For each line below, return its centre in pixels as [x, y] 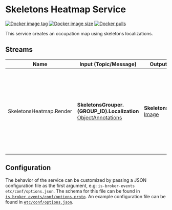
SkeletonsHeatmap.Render [40, 111]
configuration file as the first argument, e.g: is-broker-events [70, 185]
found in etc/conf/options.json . [39, 202]
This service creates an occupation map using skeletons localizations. [79, 33]
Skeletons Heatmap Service [66, 9]
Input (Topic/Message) [108, 64]
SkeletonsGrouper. [101, 104]
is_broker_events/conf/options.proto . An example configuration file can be [85, 196]
